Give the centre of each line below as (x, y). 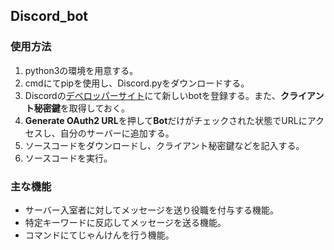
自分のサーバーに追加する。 (117, 133)
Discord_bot (49, 16)
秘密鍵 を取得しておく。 (81, 108)
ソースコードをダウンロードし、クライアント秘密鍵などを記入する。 (164, 145)
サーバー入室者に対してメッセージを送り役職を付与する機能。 (151, 210)
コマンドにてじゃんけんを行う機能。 (99, 235)
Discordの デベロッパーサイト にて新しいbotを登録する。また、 (152, 95)
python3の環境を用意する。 (81, 70)
